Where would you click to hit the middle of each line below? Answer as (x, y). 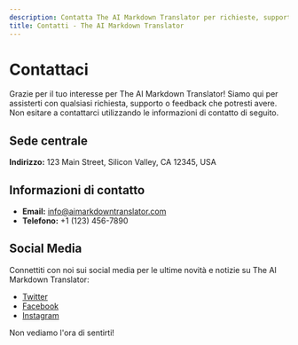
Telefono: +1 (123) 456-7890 (75, 221)
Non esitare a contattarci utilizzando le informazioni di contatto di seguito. (144, 113)
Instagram (40, 315)
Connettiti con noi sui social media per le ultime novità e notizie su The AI (143, 270)
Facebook (40, 306)
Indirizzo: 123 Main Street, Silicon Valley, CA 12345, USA (113, 162)
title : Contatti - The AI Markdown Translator (97, 26)
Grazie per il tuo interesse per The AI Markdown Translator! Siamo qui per (144, 94)
